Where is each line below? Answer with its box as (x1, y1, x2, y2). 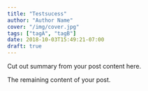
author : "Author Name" (7, 17, 73, 24)
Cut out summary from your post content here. (7, 62, 142, 70)
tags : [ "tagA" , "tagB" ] (7, 29, 77, 37)
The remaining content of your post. (7, 76, 111, 84)
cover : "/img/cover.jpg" (7, 23, 80, 30)
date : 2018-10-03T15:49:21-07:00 (7, 36, 105, 43)
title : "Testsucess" (7, 10, 68, 17)
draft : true (7, 43, 42, 50)
